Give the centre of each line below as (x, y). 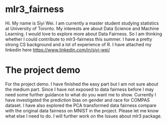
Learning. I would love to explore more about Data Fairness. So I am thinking (84, 34)
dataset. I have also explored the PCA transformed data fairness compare (81, 105)
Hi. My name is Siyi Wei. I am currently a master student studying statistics (82, 23)
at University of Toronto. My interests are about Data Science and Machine (82, 28)
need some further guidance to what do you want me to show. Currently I (81, 94)
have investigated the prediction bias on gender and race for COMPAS (77, 100)
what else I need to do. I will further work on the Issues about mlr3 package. (83, 116)
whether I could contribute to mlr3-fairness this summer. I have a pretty (79, 39)
